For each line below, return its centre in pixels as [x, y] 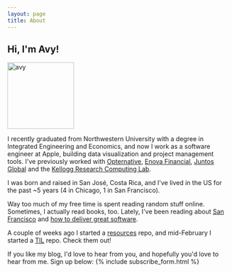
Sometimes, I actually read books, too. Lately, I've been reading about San [116, 212]
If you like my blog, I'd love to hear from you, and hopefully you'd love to [113, 254]
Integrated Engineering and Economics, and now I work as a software [109, 147]
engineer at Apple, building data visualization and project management [111, 154]
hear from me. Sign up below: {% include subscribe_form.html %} [104, 262]
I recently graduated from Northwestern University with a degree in [106, 139]
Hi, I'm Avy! [33, 49]
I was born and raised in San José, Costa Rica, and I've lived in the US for [115, 183]
